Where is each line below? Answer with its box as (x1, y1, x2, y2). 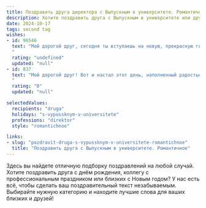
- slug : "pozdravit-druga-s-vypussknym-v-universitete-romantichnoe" (6, 139, 188, 146)
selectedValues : (6, 100, 48, 106)
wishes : (6, 32, 26, 38)
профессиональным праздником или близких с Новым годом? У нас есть (6, 175, 200, 182)
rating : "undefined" (12, 55, 64, 61)
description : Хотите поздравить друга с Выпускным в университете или (6, 15, 191, 21)
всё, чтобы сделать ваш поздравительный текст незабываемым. (6, 182, 177, 189)
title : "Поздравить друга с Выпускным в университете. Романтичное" (12, 145, 191, 152)
